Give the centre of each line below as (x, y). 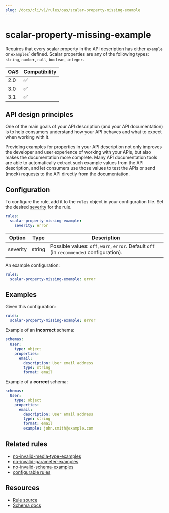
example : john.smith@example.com (58, 429)
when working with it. (27, 137)
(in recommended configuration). (86, 252)
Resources (22, 488)
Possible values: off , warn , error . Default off (102, 246)
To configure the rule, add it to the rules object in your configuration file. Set (84, 202)
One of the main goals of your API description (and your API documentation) (84, 127)
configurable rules (31, 472)
